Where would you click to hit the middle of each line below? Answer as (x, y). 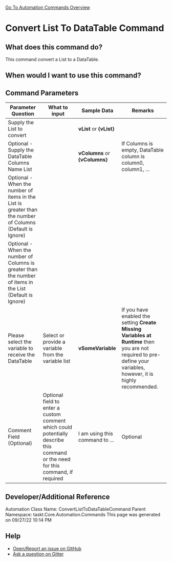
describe (53, 440)
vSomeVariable (97, 348)
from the (53, 355)
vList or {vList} (96, 129)
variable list (57, 361)
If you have (135, 310)
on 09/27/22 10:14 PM (29, 520)
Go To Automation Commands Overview (48, 7)
